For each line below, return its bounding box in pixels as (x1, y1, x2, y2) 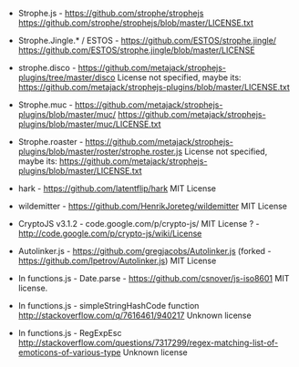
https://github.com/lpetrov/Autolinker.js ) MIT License (17, 255, 217, 266)
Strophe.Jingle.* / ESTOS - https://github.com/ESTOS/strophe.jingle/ (17, 36, 276, 46)
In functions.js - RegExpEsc (17, 328, 122, 338)
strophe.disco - (17, 63, 77, 73)
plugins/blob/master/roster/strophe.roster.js (17, 146, 183, 157)
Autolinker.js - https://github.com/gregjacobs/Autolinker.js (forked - (17, 246, 272, 256)
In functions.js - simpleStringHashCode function (17, 301, 200, 311)
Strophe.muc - (17, 99, 73, 110)
